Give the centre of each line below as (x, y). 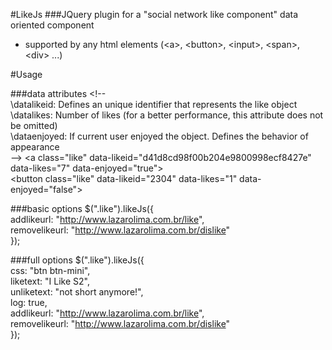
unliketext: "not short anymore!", (77, 292)
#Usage (26, 74)
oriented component (52, 25)
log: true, (29, 302)
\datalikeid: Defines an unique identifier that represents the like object (154, 104)
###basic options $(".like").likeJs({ (82, 208)
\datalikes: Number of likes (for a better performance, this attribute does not (167, 115)
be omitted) (34, 125)
